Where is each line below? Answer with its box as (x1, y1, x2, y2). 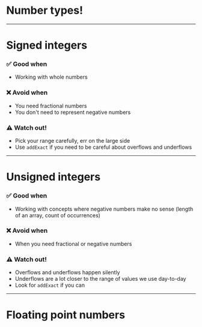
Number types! (6, 4, 83, 17)
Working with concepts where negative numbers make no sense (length (14, 205, 194, 212)
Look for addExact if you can (14, 281, 85, 289)
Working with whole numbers (14, 73, 88, 81)
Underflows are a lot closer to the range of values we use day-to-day (14, 275, 186, 283)
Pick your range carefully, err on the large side (14, 137, 130, 145)
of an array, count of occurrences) (14, 211, 101, 219)
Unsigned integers (6, 170, 101, 184)
